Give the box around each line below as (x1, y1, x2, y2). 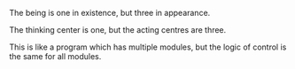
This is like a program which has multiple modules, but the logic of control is (9, 42, 287, 52)
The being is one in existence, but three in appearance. (9, 8, 211, 18)
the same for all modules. (9, 51, 102, 61)
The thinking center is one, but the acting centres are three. (9, 25, 227, 34)
